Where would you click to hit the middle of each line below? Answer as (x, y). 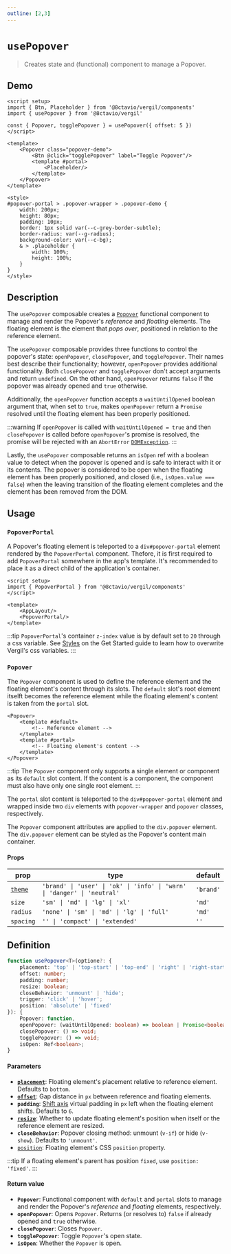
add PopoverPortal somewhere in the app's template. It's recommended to (112, 561)
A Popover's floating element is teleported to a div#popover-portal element (114, 546)
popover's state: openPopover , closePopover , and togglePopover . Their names (115, 357)
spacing (23, 921)
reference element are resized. (60, 1125)
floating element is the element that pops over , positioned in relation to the (112, 328)
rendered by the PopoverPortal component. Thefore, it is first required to (110, 553)
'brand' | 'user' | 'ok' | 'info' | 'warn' (114, 886)
